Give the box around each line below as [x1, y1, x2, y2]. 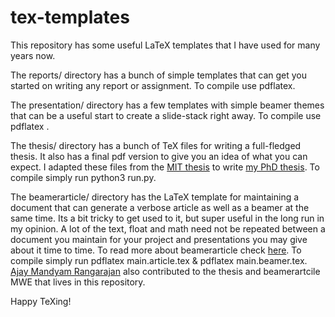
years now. [10, 49, 56, 61]
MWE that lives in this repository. [10, 276, 146, 288]
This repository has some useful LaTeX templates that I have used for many [10, 39, 321, 51]
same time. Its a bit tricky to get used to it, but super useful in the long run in [10, 212, 325, 224]
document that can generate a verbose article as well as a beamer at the [10, 201, 310, 213]
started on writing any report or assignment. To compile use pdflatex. [10, 79, 296, 91]
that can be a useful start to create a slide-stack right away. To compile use [10, 109, 322, 121]
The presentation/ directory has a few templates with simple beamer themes [10, 99, 325, 111]
